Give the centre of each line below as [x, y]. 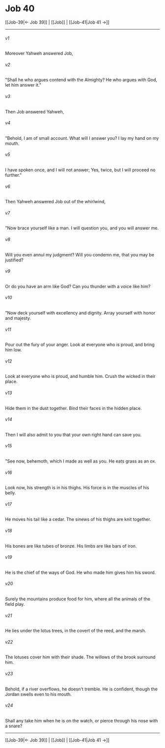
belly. [11, 493]
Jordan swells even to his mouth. [39, 694]
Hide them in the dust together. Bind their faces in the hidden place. [73, 408]
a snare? [14, 726]
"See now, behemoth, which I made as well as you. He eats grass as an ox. [81, 461]
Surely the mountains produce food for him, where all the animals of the [78, 599]
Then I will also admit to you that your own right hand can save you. [73, 435]
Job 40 [20, 9]
